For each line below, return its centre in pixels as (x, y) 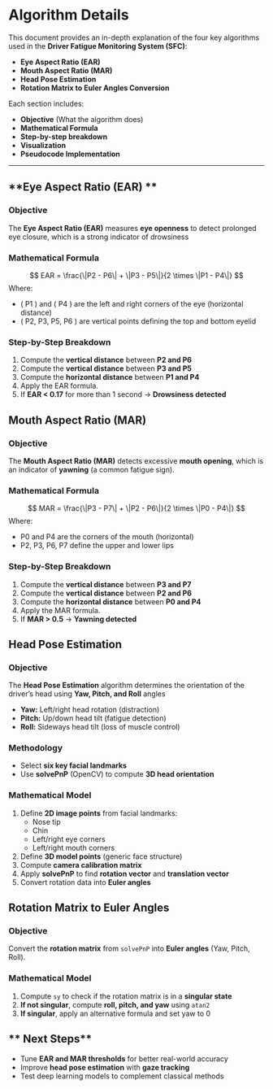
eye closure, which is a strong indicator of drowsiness (99, 237)
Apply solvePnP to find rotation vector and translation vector (124, 873)
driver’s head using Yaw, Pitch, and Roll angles (87, 694)
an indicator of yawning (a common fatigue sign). (91, 469)
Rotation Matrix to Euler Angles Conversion (95, 88)
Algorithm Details (69, 15)
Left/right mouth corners (74, 847)
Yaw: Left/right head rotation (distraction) (90, 710)
